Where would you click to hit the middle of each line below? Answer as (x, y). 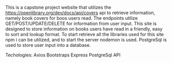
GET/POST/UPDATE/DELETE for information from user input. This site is (81, 23)
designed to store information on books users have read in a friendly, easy (84, 29)
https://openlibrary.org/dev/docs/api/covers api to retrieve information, (80, 13)
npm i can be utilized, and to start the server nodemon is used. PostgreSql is (86, 40)
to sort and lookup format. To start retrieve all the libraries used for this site (85, 34)
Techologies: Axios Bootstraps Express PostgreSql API (63, 55)
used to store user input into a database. (48, 45)
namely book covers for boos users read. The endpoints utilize (72, 18)
